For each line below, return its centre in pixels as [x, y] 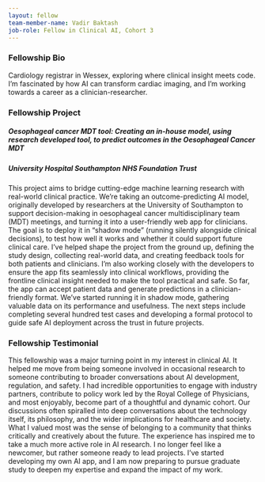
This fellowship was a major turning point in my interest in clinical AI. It [123, 360]
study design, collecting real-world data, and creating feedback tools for [126, 255]
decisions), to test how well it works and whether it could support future [125, 238]
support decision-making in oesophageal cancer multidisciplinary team [124, 213]
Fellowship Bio [37, 58]
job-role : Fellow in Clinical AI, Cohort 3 [81, 30]
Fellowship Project [45, 112]
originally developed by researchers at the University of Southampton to [126, 205]
